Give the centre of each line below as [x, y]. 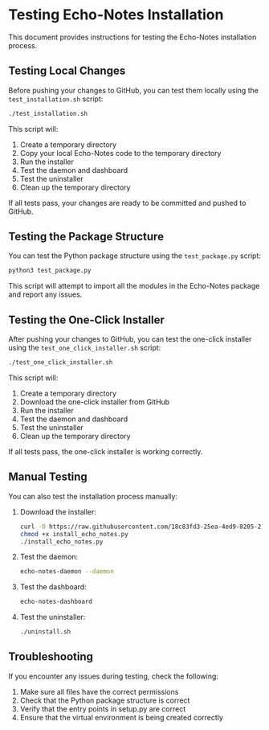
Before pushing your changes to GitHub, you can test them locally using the [134, 90]
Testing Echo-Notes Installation [116, 15]
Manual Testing [48, 477]
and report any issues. [45, 294]
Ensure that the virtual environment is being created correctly [121, 717]
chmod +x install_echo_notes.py [74, 534]
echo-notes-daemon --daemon [67, 572]
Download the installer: [58, 511]
